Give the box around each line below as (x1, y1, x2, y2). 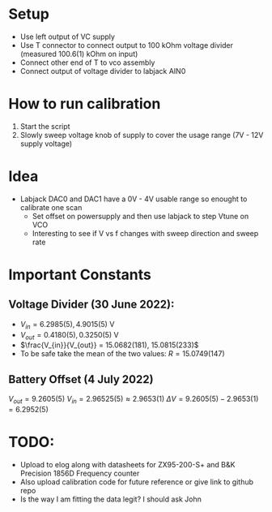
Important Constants (8, 265, 151, 284)
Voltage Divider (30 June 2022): (8, 298, 175, 312)
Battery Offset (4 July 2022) (8, 372, 154, 386)
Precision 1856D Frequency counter (19, 468, 140, 478)
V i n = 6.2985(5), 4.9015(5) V (19, 319, 115, 331)
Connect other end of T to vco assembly (19, 58, 155, 67)
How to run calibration (8, 95, 161, 114)
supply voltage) (19, 139, 73, 148)
